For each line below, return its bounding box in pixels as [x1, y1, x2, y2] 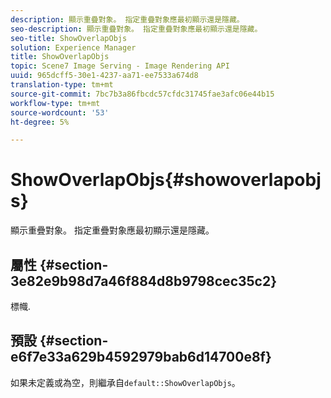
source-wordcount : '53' [10, 107, 110, 118]
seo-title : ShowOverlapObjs [10, 33, 128, 43]
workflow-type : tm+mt [10, 98, 101, 108]
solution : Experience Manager [10, 42, 137, 53]
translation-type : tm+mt [10, 80, 114, 90]
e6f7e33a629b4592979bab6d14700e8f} [10, 349, 272, 366]
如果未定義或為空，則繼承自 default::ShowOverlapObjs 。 [10, 376, 241, 388]
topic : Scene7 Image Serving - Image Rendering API [10, 61, 230, 71]
